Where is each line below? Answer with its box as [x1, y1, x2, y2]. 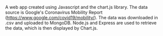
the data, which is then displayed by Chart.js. [5, 25, 98, 31]
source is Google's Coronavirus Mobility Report [5, 9, 103, 15]
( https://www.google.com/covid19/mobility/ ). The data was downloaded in [5, 15, 158, 20]
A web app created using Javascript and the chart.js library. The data [5, 4, 148, 10]
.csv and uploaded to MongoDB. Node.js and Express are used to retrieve [5, 20, 157, 26]
